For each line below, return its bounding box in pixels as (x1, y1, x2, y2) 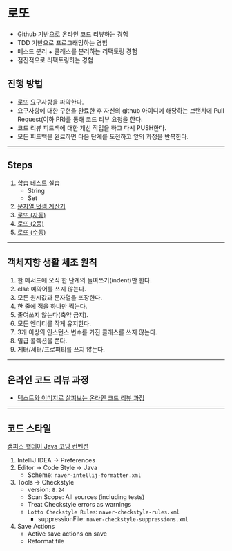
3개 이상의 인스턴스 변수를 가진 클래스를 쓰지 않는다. (17, 328, 157, 336)
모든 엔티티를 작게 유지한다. (17, 319, 92, 328)
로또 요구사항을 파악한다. (17, 98, 84, 106)
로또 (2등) (17, 219, 45, 228)
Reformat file (27, 537, 64, 545)
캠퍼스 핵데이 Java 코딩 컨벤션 (7, 442, 89, 450)
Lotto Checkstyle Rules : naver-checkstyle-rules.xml (27, 507, 180, 516)
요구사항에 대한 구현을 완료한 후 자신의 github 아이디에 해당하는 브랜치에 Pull (17, 106, 224, 114)
